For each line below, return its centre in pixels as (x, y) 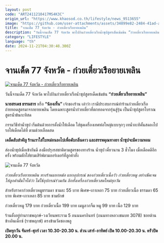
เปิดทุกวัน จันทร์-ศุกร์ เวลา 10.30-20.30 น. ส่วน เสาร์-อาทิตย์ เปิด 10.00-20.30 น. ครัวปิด (82, 230)
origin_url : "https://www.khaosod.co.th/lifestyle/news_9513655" (73, 19)
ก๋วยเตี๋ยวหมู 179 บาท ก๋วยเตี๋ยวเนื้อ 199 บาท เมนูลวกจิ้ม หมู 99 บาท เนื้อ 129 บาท (72, 205)
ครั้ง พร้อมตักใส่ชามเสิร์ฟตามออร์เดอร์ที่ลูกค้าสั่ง (42, 155)
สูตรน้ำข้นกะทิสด (18, 115)
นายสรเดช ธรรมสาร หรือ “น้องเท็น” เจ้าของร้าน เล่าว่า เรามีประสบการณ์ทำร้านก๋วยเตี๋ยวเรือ (76, 104)
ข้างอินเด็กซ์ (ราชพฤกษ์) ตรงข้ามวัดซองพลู (38, 220)
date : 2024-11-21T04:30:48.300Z (38, 46)
